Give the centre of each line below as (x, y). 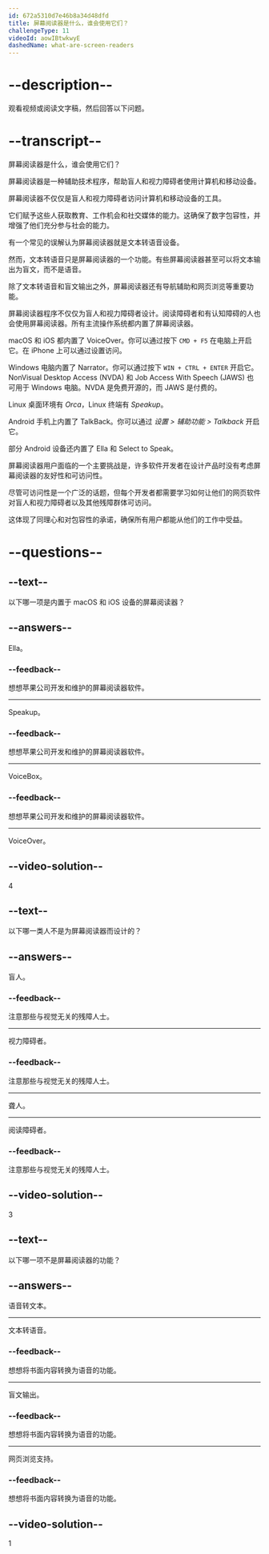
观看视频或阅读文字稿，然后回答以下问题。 (78, 108)
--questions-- (55, 552)
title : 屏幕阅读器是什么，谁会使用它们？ (69, 23)
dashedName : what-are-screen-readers (71, 46)
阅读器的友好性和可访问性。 (60, 476)
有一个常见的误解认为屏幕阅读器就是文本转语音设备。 (96, 242)
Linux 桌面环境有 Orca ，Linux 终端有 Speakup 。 (88, 404)
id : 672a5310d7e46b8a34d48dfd (59, 16)
